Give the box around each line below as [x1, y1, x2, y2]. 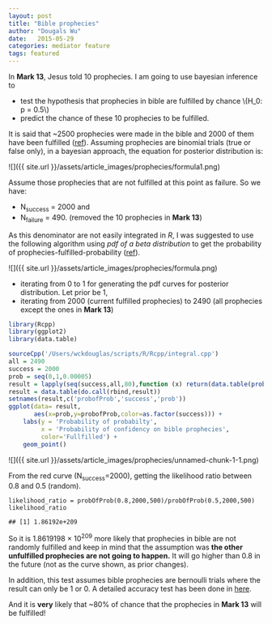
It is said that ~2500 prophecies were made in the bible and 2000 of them [8, 129, 255, 139]
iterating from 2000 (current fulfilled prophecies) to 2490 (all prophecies [19, 296, 263, 306]
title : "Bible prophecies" [8, 19, 100, 28]
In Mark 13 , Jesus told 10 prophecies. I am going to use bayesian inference [8, 72, 258, 81]
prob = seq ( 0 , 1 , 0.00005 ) [8, 372, 92, 381]
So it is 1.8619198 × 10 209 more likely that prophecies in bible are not [8, 532, 236, 544]
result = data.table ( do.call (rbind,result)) [8, 387, 161, 395]
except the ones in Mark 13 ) [19, 305, 114, 314]
